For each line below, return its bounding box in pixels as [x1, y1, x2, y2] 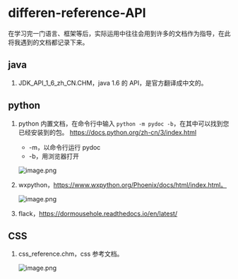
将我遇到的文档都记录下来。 [8, 37, 89, 47]
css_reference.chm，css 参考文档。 [18, 249, 124, 259]
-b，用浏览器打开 [28, 152, 80, 160]
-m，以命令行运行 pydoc [28, 143, 101, 151]
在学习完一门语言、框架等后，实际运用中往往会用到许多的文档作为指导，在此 [8, 29, 231, 37]
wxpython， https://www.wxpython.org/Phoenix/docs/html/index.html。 [18, 180, 227, 189]
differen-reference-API [8, 5, 147, 21]
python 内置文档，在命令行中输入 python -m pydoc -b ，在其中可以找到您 [18, 119, 230, 128]
